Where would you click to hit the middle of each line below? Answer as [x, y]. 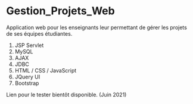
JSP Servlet [29, 45]
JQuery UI [27, 77]
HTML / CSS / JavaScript [46, 70]
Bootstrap [27, 83]
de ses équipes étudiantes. [39, 33]
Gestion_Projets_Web [60, 11]
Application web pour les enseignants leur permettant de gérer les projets [97, 27]
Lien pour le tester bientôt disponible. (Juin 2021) [66, 94]
